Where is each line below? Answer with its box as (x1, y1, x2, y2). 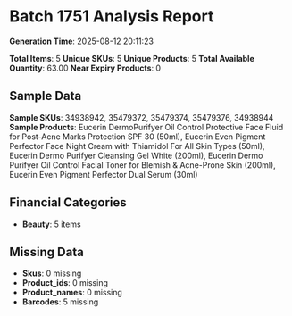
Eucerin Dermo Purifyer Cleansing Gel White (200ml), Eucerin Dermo (9, 150, 263, 161)
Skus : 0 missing (21, 268, 82, 279)
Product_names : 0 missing (21, 287, 123, 298)
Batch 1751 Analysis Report (9, 6, 214, 27)
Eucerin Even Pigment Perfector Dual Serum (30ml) (9, 169, 198, 179)
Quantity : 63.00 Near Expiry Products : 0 (9, 62, 162, 73)
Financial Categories (9, 195, 127, 211)
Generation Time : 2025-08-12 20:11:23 (9, 36, 154, 46)
